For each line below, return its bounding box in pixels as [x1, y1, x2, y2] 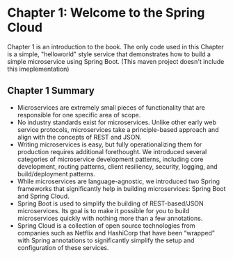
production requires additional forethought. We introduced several [17, 147, 207, 156]
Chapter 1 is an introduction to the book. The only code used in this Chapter [7, 42, 224, 51]
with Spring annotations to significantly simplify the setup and [17, 236, 195, 244]
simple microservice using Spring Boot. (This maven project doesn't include [7, 57, 225, 65]
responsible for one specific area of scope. [17, 110, 141, 119]
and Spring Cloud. [17, 192, 70, 200]
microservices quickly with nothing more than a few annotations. [17, 214, 203, 222]
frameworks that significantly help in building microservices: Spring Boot [17, 184, 226, 192]
